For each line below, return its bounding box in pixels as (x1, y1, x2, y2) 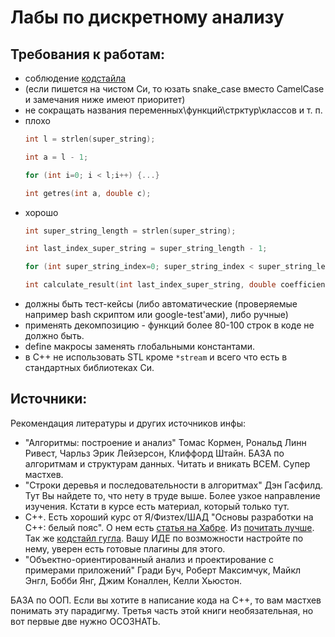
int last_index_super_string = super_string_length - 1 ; (24, 244, 268, 254)
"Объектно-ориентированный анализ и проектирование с (24, 553, 274, 565)
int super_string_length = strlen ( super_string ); (24, 226, 237, 236)
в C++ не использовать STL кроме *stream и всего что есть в (24, 351, 288, 363)
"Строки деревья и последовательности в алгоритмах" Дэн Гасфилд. (24, 479, 323, 491)
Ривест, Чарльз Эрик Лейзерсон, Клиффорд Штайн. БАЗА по (24, 447, 285, 459)
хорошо (24, 206, 59, 218)
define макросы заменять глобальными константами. (24, 341, 256, 352)
